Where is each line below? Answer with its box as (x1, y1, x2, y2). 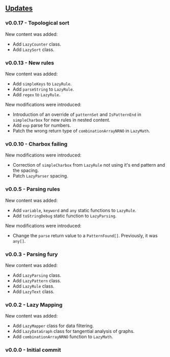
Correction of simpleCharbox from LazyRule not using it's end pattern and (12, 162, 165, 168)
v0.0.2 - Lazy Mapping (5, 301, 63, 308)
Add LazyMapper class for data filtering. (12, 323, 94, 329)
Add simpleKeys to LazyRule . (12, 80, 72, 86)
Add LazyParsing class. (12, 272, 62, 278)
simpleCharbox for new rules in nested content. (12, 117, 110, 123)
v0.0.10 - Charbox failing (5, 140, 68, 147)
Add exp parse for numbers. (12, 122, 71, 128)
